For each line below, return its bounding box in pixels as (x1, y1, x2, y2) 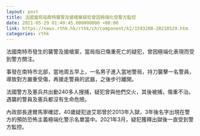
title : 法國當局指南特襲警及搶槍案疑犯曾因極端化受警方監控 (6, 14, 136, 20)
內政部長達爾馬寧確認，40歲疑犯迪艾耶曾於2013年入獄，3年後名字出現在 (6, 109, 185, 116)
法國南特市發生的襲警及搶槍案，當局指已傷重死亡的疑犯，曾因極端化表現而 (6, 48, 189, 55)
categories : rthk (6, 31, 50, 37)
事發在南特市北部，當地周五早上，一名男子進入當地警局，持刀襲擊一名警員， (6, 68, 195, 75)
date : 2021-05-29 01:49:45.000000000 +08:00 (6, 20, 119, 26)
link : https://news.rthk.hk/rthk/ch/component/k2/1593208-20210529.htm (6, 25, 188, 32)
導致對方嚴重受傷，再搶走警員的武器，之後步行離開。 (6, 76, 137, 83)
